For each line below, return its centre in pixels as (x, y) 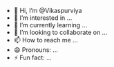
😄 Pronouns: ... (36, 50)
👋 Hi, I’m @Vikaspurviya (48, 11)
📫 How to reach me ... (46, 40)
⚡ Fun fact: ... (32, 57)
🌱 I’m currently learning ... (50, 25)
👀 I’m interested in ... (43, 18)
